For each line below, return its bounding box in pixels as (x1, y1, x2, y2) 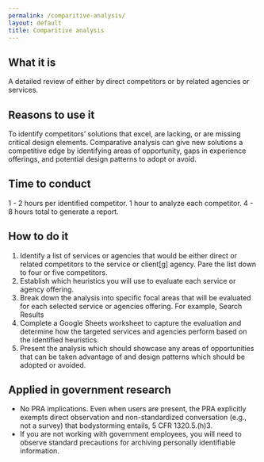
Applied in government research (8, 384, 172, 397)
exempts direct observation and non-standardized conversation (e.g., (19, 413, 247, 422)
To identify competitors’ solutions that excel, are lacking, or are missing (8, 129, 241, 139)
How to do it (8, 230, 69, 243)
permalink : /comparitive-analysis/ (8, 11, 126, 20)
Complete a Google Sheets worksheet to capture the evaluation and (19, 318, 242, 327)
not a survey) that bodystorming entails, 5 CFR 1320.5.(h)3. (19, 421, 212, 430)
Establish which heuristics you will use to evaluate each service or (19, 276, 236, 285)
